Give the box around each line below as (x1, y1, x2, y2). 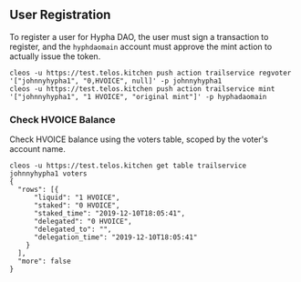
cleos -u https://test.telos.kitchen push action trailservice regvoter (9, 68, 292, 77)
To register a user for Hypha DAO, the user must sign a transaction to (9, 31, 269, 42)
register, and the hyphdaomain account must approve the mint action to (9, 41, 273, 52)
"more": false (17, 257, 71, 267)
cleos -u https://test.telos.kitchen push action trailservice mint (9, 84, 275, 94)
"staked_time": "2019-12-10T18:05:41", (33, 209, 185, 218)
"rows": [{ (17, 186, 59, 195)
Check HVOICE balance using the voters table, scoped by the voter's (9, 134, 269, 145)
